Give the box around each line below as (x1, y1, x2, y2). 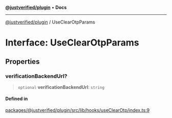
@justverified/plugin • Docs (5, 5, 67, 10)
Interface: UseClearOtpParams (5, 37, 139, 49)
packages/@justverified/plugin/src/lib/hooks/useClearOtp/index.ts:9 (5, 107, 150, 113)
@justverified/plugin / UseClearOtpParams (5, 19, 96, 25)
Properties (5, 57, 40, 66)
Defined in (5, 96, 28, 102)
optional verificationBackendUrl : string (17, 84, 105, 90)
